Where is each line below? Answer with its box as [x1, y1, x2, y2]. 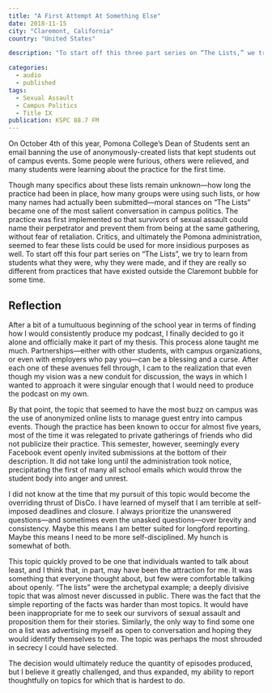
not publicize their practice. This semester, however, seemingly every [8, 438, 240, 448]
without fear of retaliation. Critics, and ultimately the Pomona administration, [8, 232, 262, 242]
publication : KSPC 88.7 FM [8, 117, 100, 125]
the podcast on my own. [8, 388, 89, 398]
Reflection [8, 298, 62, 312]
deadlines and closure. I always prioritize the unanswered [39, 506, 232, 515]
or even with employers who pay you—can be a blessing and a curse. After [8, 354, 259, 364]
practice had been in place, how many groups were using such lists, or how [8, 189, 261, 199]
